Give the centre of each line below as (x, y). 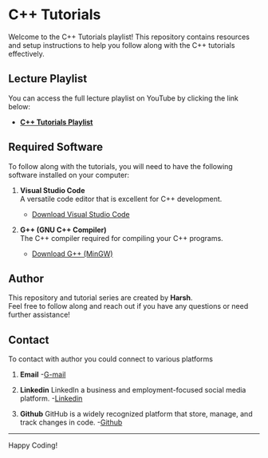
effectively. (27, 53)
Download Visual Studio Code (81, 214)
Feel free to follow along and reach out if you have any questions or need (128, 306)
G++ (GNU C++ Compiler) (63, 230)
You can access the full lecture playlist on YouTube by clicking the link (124, 98)
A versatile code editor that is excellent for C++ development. (121, 199)
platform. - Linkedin (51, 399)
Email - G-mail (43, 375)
